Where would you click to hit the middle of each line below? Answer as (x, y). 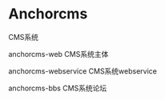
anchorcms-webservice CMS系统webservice (83, 71)
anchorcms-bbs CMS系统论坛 (58, 88)
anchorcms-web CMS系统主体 (58, 54)
